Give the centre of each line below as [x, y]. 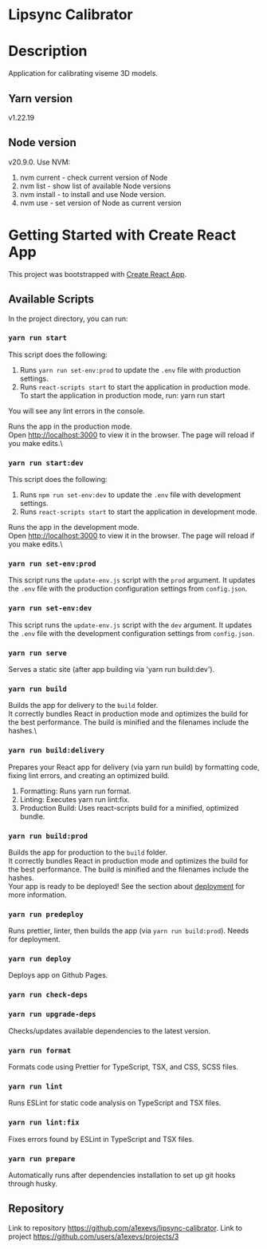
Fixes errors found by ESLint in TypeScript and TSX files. [101, 1139]
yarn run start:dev [46, 463]
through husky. [33, 1184]
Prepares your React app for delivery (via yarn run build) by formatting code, [134, 767]
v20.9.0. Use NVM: [39, 162]
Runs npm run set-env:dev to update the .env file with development [130, 495]
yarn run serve [38, 653]
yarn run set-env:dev [50, 609]
